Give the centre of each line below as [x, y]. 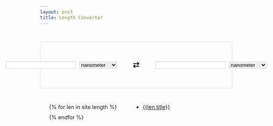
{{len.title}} [156, 107]
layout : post [56, 12]
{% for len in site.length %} [83, 107]
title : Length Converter [71, 18]
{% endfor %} [66, 117]
